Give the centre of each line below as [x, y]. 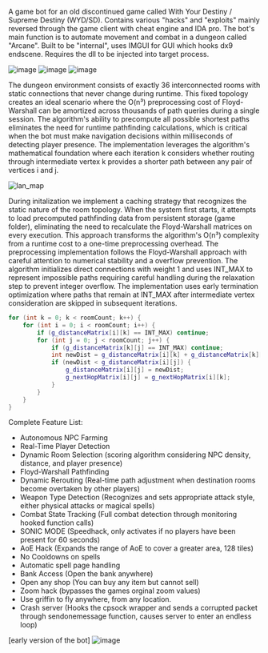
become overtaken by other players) [80, 489]
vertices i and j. [34, 170]
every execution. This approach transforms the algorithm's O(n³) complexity [134, 235]
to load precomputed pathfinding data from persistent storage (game [122, 218]
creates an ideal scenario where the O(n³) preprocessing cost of [114, 102]
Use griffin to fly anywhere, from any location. [96, 599]
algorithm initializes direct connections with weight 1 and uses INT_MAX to [131, 269]
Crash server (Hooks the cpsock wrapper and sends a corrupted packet [139, 608]
